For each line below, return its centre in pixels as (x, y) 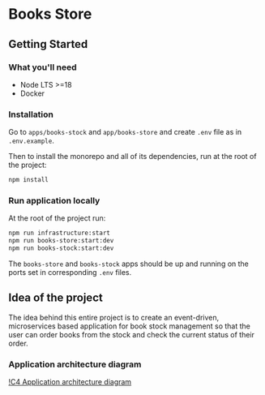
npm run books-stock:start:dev (61, 248)
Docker (32, 93)
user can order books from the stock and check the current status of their (132, 334)
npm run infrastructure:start (60, 233)
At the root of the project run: (57, 218)
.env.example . (31, 141)
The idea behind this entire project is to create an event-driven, (114, 317)
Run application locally (54, 200)
